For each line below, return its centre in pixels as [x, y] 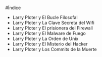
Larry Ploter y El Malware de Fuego [49, 33]
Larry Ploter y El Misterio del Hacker [50, 44]
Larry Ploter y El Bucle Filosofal [45, 17]
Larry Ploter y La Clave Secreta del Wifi [53, 23]
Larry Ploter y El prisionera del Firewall [53, 28]
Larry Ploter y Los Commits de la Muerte [55, 49]
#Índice [13, 8]
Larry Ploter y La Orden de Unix [45, 38]
